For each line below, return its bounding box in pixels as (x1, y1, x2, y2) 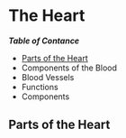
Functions (21, 81, 59, 92)
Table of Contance (8, 35, 80, 46)
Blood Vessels (21, 71, 75, 82)
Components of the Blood (21, 62, 118, 73)
